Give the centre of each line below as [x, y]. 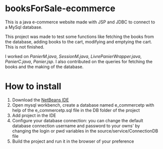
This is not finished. [25, 47]
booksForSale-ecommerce [60, 9]
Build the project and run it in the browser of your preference [73, 141]
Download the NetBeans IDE [40, 100]
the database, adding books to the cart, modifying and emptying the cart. [79, 41]
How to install [33, 86]
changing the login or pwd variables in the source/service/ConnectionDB [85, 131]
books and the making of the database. [44, 67]
